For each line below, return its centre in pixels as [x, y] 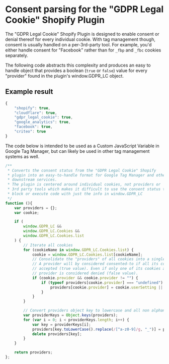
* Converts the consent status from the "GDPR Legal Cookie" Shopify [82, 170]
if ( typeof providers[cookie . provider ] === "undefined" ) [102, 283]
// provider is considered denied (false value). [85, 273]
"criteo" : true [30, 132]
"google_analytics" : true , [43, 122]
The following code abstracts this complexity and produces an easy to [78, 65]
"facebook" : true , [33, 127]
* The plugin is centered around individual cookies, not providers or [84, 185]
